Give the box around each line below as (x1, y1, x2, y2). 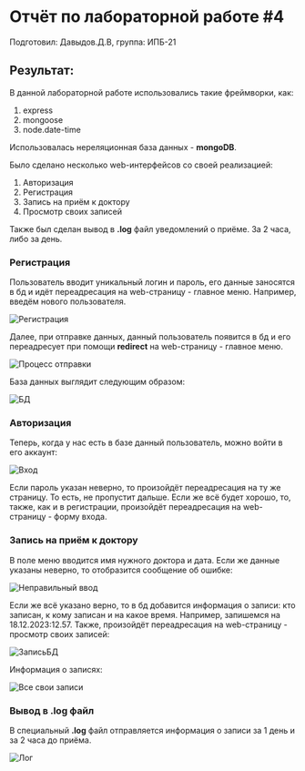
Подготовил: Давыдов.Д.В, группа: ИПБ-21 (9, 36, 177, 47)
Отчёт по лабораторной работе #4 (9, 6, 285, 27)
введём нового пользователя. (9, 296, 127, 307)
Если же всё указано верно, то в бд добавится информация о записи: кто (9, 599, 296, 611)
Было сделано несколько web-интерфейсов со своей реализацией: (9, 159, 273, 170)
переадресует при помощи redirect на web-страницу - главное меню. (9, 341, 284, 352)
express (22, 105, 53, 116)
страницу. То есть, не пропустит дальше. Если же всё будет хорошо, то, (9, 492, 291, 502)
